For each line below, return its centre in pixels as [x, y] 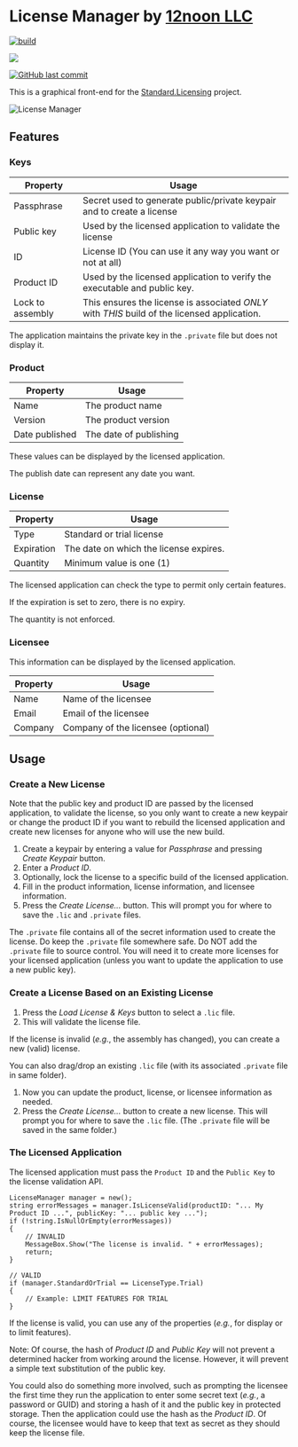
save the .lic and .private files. [82, 915]
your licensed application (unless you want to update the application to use [146, 961]
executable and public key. [138, 287]
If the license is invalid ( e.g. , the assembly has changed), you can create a [145, 1039]
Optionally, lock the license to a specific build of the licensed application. [155, 877]
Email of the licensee [106, 713]
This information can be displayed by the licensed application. [122, 662]
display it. [27, 344]
